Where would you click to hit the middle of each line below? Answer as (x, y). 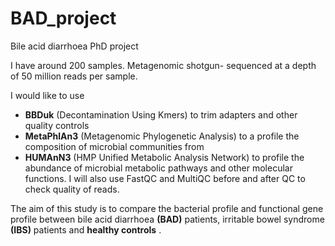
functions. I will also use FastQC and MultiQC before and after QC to (165, 178)
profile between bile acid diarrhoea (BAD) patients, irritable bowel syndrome (167, 219)
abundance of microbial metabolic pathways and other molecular (158, 168)
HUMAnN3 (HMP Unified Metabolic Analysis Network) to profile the (164, 157)
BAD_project (63, 18)
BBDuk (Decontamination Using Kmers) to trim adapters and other (161, 114)
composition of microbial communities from (114, 146)
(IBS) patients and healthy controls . (86, 229)
